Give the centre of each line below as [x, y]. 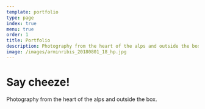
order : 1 [17, 35]
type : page [20, 18]
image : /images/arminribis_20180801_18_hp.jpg [67, 52]
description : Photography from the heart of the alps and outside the [98, 47]
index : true [21, 23]
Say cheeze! [38, 82]
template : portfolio [33, 12]
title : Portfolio [28, 40]
